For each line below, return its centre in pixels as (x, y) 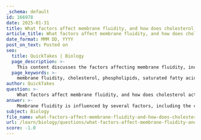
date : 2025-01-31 (28, 23)
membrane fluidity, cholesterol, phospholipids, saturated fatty (100, 78)
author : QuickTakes (31, 84)
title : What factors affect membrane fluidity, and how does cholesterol (100, 28)
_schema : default (28, 12)
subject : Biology (28, 111)
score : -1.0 (21, 128)
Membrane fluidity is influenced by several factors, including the (104, 106)
